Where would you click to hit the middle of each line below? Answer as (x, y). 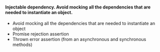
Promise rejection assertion (40, 34)
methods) (22, 44)
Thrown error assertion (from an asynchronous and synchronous (79, 39)
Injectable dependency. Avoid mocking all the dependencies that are (78, 7)
